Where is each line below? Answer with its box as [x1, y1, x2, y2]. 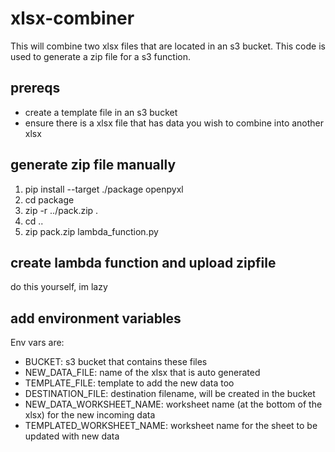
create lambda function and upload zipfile [10, 254, 277, 271]
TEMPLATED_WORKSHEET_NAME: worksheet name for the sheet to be [24, 420, 318, 432]
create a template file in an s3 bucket [24, 106, 178, 118]
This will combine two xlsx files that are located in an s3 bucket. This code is [10, 40, 326, 52]
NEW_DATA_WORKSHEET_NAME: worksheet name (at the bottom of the [24, 398, 323, 411]
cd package [24, 193, 75, 206]
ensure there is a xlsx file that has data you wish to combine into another [24, 117, 325, 129]
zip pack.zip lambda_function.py [24, 225, 159, 237]
